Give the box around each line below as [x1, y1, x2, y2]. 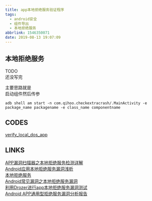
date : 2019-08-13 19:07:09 [5, 35, 61, 40]
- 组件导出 [9, 21, 29, 26]
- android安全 [9, 16, 37, 21]
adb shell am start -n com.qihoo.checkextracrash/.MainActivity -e [5, 100, 148, 106]
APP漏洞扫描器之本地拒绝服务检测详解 [5, 160, 83, 166]
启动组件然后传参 [5, 90, 40, 97]
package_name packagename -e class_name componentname [5, 105, 121, 110]
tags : [5, 12, 16, 17]
